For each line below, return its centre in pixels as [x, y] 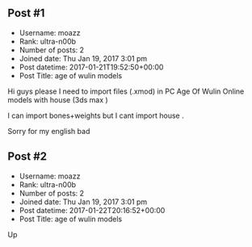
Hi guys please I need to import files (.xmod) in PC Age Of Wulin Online [126, 91]
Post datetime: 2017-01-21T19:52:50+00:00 [91, 67]
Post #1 [26, 13]
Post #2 [27, 157]
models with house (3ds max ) [58, 99]
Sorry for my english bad [49, 131]
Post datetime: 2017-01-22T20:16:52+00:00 [92, 210]
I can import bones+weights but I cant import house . [96, 115]
